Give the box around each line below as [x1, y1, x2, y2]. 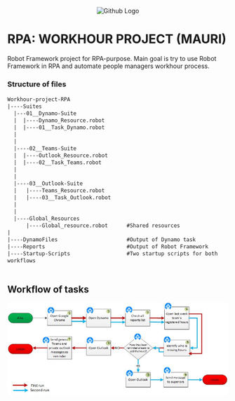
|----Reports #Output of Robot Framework [7, 243, 209, 250]
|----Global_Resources [13, 215, 80, 222]
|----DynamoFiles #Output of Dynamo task [7, 236, 196, 243]
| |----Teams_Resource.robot [13, 187, 105, 194]
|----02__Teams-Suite [13, 145, 77, 152]
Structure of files [7, 79, 67, 89]
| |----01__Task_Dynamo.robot [13, 124, 105, 131]
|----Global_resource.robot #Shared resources [25, 222, 180, 229]
